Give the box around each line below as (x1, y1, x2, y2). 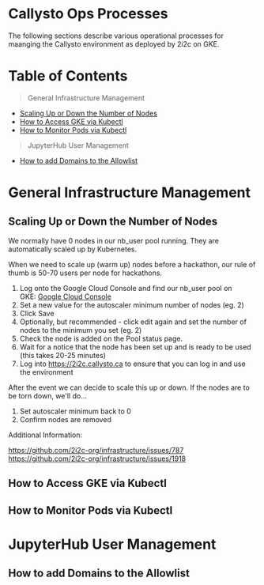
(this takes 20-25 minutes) (19, 350, 107, 360)
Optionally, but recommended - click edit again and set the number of (19, 317, 247, 326)
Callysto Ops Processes (8, 5, 168, 23)
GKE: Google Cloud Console (19, 292, 112, 301)
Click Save (19, 308, 55, 318)
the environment (19, 367, 74, 376)
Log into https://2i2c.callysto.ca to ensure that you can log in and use (19, 359, 247, 368)
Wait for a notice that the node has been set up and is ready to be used (19, 342, 251, 352)
